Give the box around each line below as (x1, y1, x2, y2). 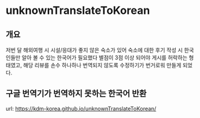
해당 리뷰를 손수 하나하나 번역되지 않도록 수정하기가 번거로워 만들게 (23, 62, 182, 68)
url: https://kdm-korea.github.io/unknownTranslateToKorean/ (5, 105, 156, 112)
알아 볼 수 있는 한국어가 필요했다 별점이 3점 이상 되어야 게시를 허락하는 (21, 54, 188, 61)
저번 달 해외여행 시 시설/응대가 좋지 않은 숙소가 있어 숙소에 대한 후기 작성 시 (5, 47, 183, 53)
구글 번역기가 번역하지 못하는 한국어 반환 (5, 88, 147, 99)
